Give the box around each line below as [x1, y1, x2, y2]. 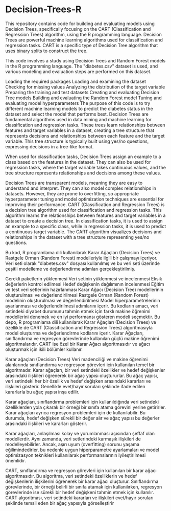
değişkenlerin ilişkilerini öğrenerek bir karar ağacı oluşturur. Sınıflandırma [5, 478, 159, 484]
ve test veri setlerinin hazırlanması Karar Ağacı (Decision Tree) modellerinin [5, 286, 163, 293]
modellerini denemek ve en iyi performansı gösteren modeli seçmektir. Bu [5, 314, 160, 320]
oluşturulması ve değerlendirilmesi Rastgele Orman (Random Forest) [5, 292, 149, 298]
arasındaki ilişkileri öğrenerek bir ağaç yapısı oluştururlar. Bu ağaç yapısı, [5, 372, 158, 379]
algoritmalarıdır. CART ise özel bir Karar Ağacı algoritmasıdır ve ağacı [5, 341, 151, 347]
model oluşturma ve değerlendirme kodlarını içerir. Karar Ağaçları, [5, 330, 144, 336]
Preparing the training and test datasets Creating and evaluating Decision [5, 89, 160, 95]
